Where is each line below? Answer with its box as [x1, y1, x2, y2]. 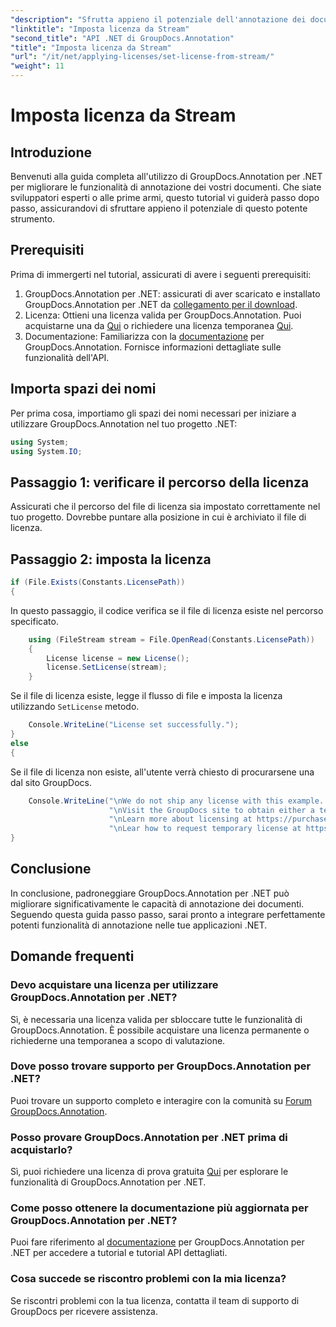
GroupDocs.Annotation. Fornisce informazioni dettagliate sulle [24, 341, 282, 353]
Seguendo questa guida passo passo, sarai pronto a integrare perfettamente [10, 908, 326, 920]
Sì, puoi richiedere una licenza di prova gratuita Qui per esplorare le [10, 1166, 289, 1178]
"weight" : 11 [10, 61, 65, 71]
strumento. [10, 213, 56, 225]
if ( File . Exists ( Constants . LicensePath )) [10, 577, 186, 587]
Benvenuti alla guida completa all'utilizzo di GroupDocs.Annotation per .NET [10, 171, 323, 182]
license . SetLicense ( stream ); [46, 662, 168, 673]
